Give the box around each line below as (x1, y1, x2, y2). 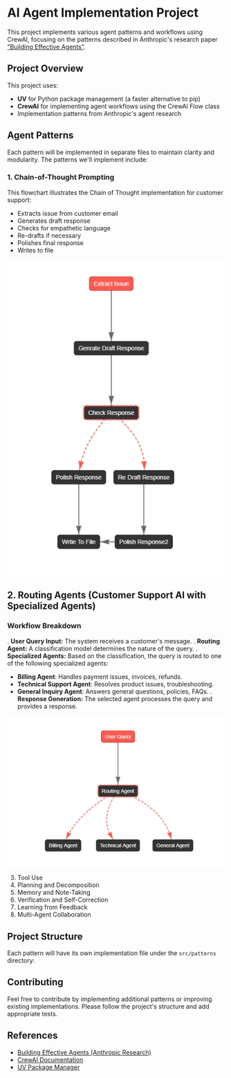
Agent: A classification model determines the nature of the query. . (7, 644, 198, 652)
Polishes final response (17, 238, 84, 247)
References (7, 1029, 58, 1042)
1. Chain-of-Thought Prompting (7, 172, 115, 182)
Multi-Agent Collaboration (17, 911, 91, 919)
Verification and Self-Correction (17, 895, 109, 904)
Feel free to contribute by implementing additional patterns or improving (7, 995, 212, 1003)
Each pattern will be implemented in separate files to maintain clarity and (7, 148, 214, 156)
